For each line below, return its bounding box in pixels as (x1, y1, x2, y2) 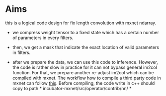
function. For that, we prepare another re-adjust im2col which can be (12, 69, 154, 75)
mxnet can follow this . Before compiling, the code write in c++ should (12, 80, 155, 86)
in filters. (12, 49, 31, 55)
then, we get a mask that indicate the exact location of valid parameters (12, 44, 160, 50)
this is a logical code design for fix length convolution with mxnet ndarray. (5, 20, 157, 26)
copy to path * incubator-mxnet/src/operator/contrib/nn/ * (12, 85, 132, 91)
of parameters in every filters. (12, 35, 74, 41)
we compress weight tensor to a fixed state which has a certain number (12, 29, 160, 35)
